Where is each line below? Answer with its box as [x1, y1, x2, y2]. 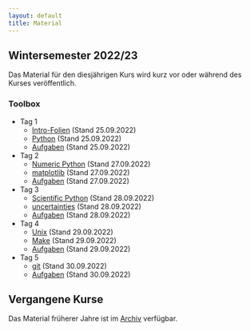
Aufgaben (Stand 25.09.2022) [31, 142, 130, 152]
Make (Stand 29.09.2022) [31, 235, 117, 245]
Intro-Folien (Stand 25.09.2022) [31, 125, 137, 134]
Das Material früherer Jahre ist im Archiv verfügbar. [8, 313, 178, 324]
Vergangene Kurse [8, 293, 104, 306]
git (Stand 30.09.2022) [31, 261, 108, 270]
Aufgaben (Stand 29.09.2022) [31, 244, 131, 253]
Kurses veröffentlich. [8, 78, 77, 88]
